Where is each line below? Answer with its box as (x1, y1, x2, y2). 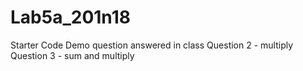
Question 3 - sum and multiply (10, 49, 135, 61)
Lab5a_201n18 (10, 6, 131, 29)
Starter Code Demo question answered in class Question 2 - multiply (10, 39, 294, 51)
